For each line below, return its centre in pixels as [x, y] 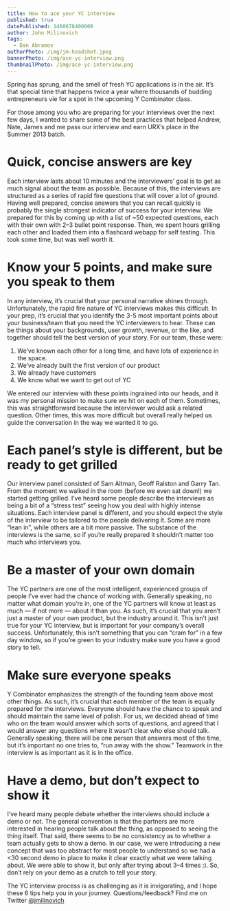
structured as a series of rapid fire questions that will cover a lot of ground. [113, 195]
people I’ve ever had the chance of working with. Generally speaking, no [110, 596]
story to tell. [24, 648]
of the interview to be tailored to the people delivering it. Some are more [109, 520]
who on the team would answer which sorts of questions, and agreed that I [113, 723]
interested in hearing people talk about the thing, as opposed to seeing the [113, 828]
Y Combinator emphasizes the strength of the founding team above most [110, 694]
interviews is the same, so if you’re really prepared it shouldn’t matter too [111, 535]
